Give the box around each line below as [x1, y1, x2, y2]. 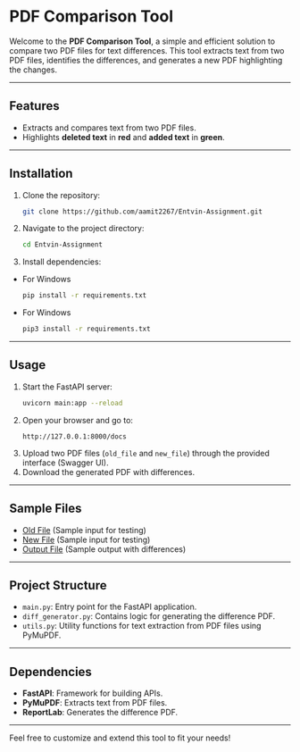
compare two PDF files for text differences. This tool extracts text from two [9, 45, 285, 55]
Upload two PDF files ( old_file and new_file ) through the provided [21, 447, 271, 458]
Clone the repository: [21, 189, 101, 200]
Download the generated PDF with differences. [21, 466, 195, 477]
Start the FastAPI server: [21, 381, 113, 392]
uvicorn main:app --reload [21, 398, 123, 407]
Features [9, 98, 60, 113]
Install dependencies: [21, 256, 102, 267]
